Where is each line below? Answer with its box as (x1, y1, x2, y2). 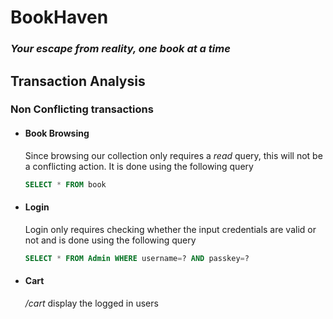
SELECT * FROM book (24, 179, 107, 190)
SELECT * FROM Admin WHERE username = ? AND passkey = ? (24, 253, 250, 263)
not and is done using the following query (24, 234, 197, 246)
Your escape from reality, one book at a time (10, 42, 231, 56)
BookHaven (10, 6, 109, 29)
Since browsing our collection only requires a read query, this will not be (24, 149, 323, 161)
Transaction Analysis (10, 72, 146, 90)
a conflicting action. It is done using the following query (24, 160, 254, 172)
